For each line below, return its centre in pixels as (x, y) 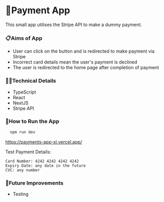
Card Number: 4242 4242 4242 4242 (42, 161)
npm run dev (23, 132)
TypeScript (24, 92)
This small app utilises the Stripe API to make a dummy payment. (74, 25)
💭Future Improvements (35, 183)
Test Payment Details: (28, 152)
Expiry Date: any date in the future (46, 166)
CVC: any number (23, 170)
